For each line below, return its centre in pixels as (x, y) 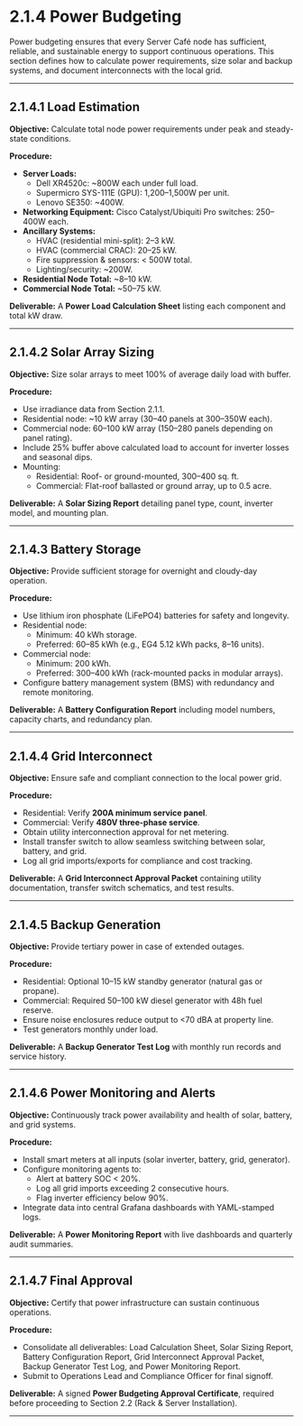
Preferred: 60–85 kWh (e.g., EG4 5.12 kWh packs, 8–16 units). (150, 644)
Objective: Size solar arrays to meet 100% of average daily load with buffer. (150, 374)
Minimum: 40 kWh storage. (86, 635)
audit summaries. (41, 1244)
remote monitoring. (58, 693)
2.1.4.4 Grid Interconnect (81, 756)
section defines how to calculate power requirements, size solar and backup (151, 60)
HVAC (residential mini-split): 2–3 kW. (106, 240)
